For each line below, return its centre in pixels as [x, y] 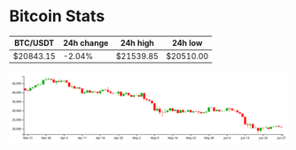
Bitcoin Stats [57, 16]
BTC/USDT [35, 43]
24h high [137, 43]
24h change [86, 43]
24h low [187, 43]
